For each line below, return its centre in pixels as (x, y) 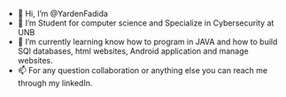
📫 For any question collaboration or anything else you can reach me (143, 70)
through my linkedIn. (55, 83)
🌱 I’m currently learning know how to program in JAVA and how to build (147, 41)
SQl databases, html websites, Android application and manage (133, 51)
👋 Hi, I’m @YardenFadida (63, 14)
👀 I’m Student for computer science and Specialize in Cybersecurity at (146, 23)
